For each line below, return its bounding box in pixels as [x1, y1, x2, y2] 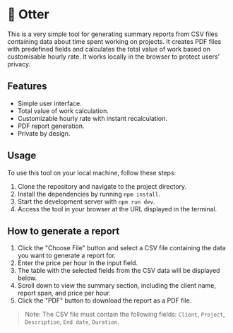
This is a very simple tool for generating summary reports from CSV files [7, 30, 218, 38]
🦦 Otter [7, 6, 49, 23]
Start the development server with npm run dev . [17, 197, 155, 206]
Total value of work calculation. [17, 106, 109, 115]
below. [17, 274, 37, 282]
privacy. [7, 59, 31, 68]
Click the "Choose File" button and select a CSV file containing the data [17, 244, 226, 252]
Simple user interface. [17, 99, 83, 107]
